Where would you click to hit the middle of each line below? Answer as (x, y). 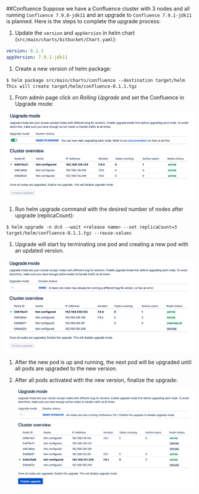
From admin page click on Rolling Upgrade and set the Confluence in (99, 97)
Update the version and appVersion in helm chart (75, 33)
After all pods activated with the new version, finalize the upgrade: (96, 380)
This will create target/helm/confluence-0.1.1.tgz (71, 86)
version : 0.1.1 (25, 51)
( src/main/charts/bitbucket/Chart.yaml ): (66, 39)
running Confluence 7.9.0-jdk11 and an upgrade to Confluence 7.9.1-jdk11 (99, 15)
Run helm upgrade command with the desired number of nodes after (99, 209)
